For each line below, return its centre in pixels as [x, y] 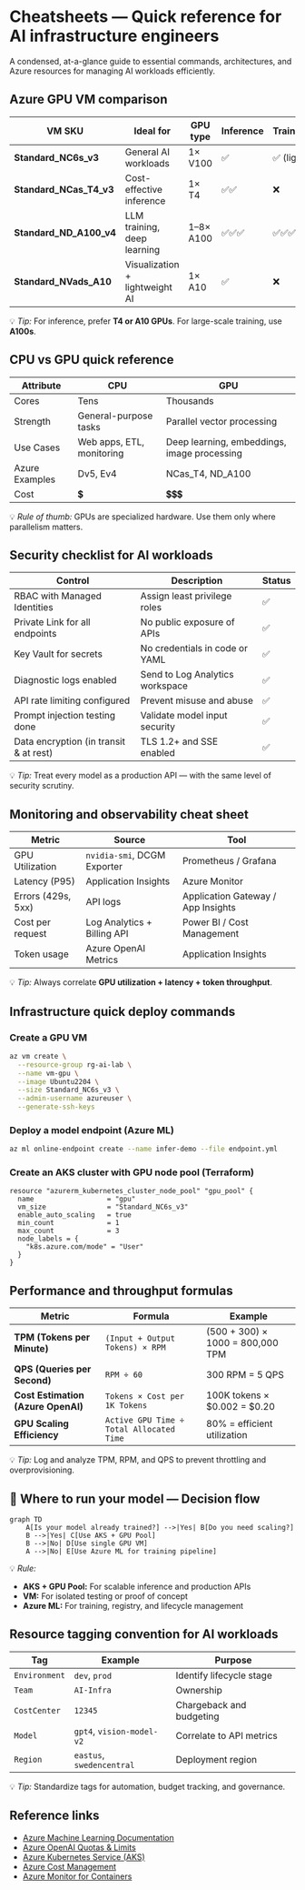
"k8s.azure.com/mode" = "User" [85, 1247]
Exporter [104, 867]
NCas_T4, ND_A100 [209, 473]
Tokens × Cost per [144, 1397]
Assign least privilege [186, 596]
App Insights [209, 908]
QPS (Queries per [53, 1369]
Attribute [41, 386]
